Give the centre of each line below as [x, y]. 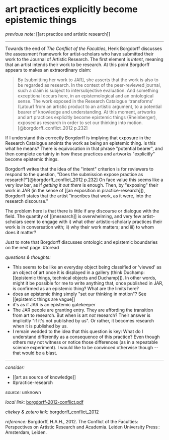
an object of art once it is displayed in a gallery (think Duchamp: [78, 272]
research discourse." [27, 201]
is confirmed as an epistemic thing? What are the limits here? [76, 288]
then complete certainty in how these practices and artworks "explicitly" [80, 154]
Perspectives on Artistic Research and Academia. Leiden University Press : [82, 427]
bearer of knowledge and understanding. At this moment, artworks [87, 112]
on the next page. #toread [32, 247]
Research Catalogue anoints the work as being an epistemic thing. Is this [80, 143]
